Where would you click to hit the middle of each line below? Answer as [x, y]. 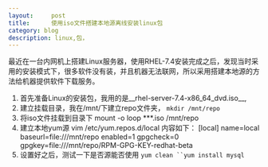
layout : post [37, 16]
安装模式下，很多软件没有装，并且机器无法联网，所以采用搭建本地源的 [137, 72]
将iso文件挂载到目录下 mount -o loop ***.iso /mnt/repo [109, 118]
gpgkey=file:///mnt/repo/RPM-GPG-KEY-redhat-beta [106, 146]
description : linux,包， [48, 38]
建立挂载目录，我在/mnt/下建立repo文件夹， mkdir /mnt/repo [120, 108]
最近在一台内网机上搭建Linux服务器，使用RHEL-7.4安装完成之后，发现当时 [130, 61]
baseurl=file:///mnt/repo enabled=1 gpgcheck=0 [99, 137]
